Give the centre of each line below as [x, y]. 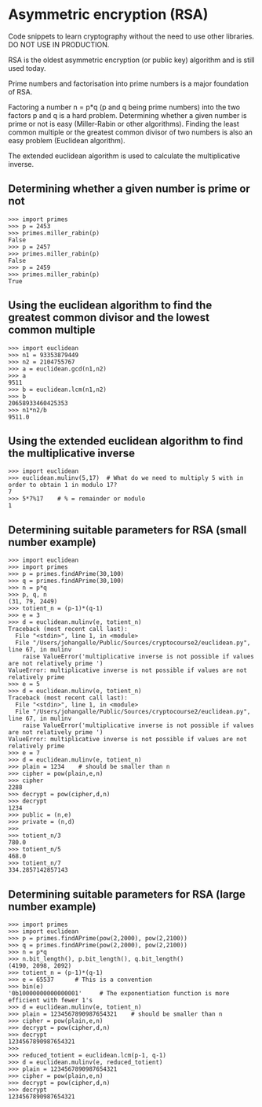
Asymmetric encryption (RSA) [108, 15]
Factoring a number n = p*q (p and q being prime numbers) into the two [124, 107]
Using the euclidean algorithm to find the [110, 306]
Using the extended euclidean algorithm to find [126, 441]
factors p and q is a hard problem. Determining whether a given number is [127, 115]
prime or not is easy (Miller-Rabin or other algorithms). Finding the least [124, 124]
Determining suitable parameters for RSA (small [127, 530]
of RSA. [20, 91]
